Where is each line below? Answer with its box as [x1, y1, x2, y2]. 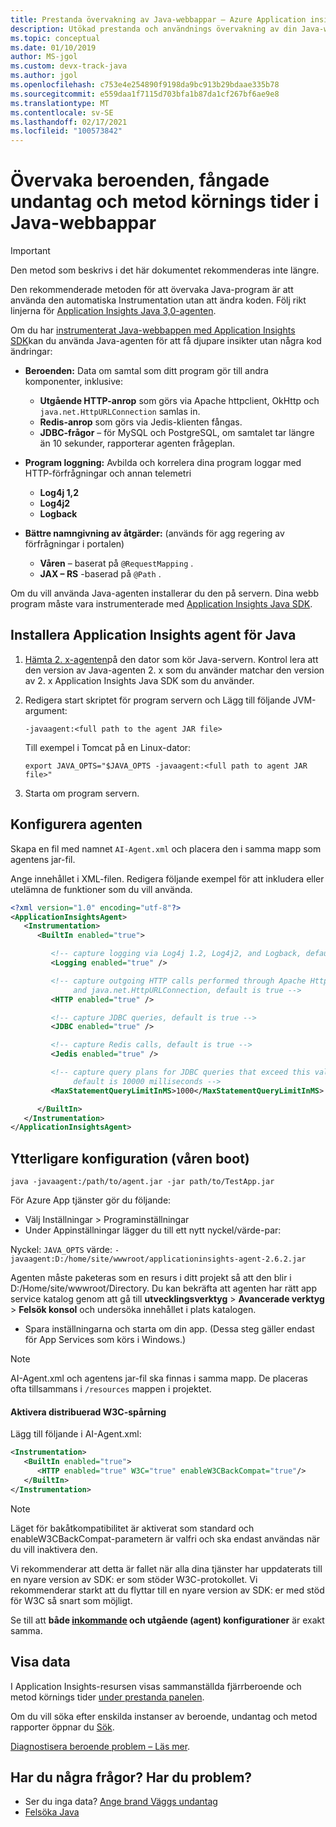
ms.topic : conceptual [10, 33, 101, 43]
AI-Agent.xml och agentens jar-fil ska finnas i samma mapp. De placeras [10, 1372, 308, 1385]
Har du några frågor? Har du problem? [10, 1769, 253, 1786]
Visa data [10, 1654, 71, 1671]
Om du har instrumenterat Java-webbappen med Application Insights [10, 324, 296, 336]
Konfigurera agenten [10, 816, 143, 833]
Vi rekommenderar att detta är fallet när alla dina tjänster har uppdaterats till [10, 1562, 323, 1575]
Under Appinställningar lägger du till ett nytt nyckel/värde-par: [24, 1224, 282, 1236]
